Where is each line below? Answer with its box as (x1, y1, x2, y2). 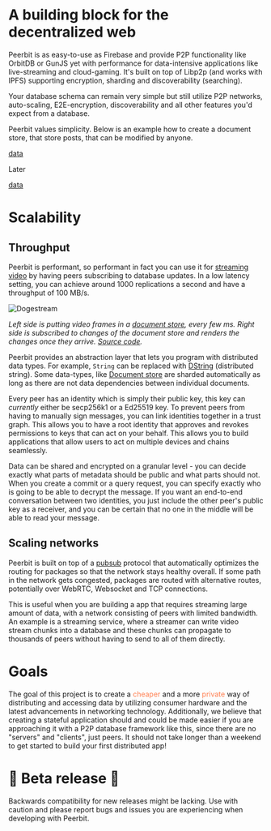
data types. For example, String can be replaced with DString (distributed (8, 361, 254, 371)
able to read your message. (8, 512, 100, 522)
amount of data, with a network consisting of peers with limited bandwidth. (8, 608, 259, 618)
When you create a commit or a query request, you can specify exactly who (8, 478, 261, 488)
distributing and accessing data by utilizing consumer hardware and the (8, 697, 248, 707)
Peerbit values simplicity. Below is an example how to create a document (8, 124, 252, 134)
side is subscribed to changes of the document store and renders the (8, 328, 240, 337)
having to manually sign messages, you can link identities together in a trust (8, 411, 261, 421)
